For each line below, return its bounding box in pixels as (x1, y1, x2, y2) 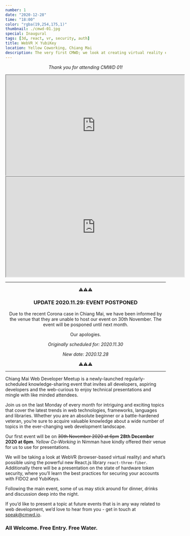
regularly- (124, 376, 145, 382)
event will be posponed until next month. (43, 321, 128, 328)
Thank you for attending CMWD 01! (48, 64, 123, 70)
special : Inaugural (5, 31, 47, 36)
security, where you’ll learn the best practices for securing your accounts (5, 470, 159, 476)
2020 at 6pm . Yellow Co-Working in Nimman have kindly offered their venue (5, 439, 166, 445)
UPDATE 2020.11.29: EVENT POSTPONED (33, 299, 138, 306)
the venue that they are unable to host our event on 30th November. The (9, 316, 162, 322)
